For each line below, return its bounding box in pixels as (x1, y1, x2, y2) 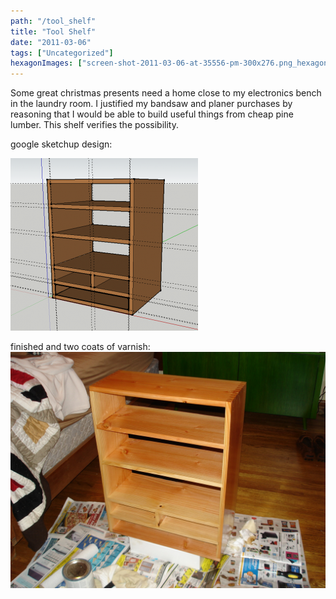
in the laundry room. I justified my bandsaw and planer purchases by (10, 98, 293, 110)
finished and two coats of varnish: (10, 341, 151, 353)
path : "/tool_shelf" (10, 16, 97, 26)
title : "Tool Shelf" (10, 26, 97, 37)
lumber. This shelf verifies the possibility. (10, 119, 180, 131)
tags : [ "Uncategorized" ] (10, 48, 114, 58)
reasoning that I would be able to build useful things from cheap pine (10, 108, 294, 120)
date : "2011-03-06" (10, 37, 92, 47)
